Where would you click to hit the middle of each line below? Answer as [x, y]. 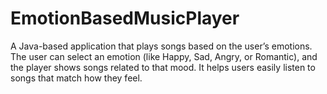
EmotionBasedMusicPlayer [125, 18]
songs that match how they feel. [76, 78]
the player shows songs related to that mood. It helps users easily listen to [163, 67]
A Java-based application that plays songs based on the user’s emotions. [161, 46]
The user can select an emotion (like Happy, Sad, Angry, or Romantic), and [164, 56]
